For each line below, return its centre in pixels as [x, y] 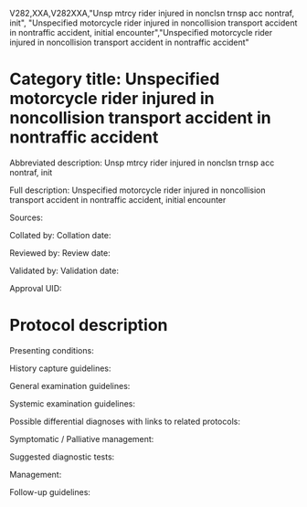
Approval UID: [36, 288]
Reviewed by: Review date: [60, 253]
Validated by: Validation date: [64, 270]
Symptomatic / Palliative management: [82, 438]
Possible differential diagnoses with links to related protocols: [125, 421]
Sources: [26, 217]
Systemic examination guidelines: [72, 403]
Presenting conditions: [52, 350]
